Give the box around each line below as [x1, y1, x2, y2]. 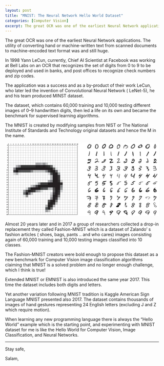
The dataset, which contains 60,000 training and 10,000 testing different [5, 102, 151, 108]
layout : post [5, 8, 32, 13]
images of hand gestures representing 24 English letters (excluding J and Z [5, 302, 157, 308]
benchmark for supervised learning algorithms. [5, 113, 100, 119]
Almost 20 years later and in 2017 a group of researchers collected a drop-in [5, 221, 159, 227]
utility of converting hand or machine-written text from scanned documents [5, 43, 157, 49]
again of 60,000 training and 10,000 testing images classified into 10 [5, 237, 143, 243]
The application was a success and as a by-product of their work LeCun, [5, 82, 151, 88]
